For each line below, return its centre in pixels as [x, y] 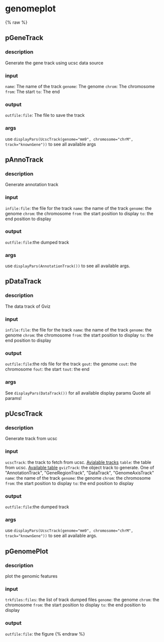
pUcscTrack [24, 414]
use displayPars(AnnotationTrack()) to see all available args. [68, 266]
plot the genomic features [31, 576]
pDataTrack [23, 281]
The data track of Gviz [28, 306]
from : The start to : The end [33, 92]
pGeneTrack [24, 38]
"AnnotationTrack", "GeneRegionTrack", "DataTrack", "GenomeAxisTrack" [80, 473]
